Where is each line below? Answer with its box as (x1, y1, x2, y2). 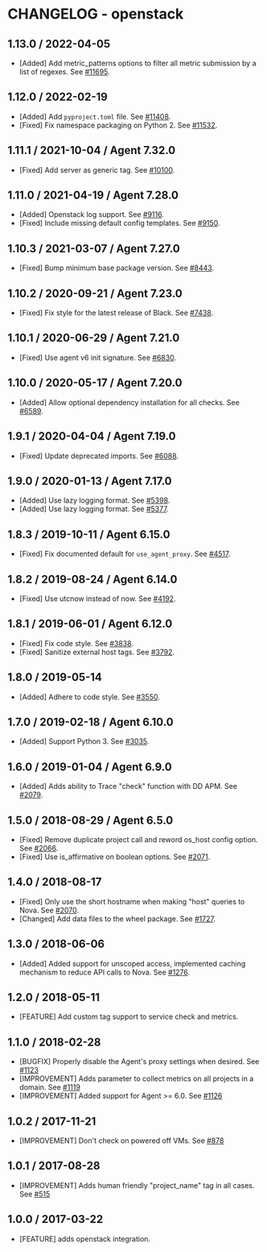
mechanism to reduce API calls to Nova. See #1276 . (18, 967, 191, 977)
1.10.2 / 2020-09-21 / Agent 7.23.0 (7, 286, 183, 300)
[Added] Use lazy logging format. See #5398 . (18, 495, 170, 505)
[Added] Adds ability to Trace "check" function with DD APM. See (18, 782, 238, 791)
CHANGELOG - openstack (7, 5, 184, 23)
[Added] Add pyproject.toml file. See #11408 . (18, 111, 171, 121)
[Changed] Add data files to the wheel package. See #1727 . (18, 913, 216, 924)
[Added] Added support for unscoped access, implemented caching (18, 958, 246, 968)
